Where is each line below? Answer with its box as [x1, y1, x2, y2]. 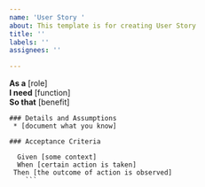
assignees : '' [9, 46, 62, 55]
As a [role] [9, 78, 48, 89]
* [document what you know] [12, 121, 117, 131]
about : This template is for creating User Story [9, 21, 197, 30]
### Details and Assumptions [9, 114, 117, 123]
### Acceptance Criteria [9, 137, 101, 146]
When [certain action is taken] [17, 160, 138, 169]
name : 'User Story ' [9, 12, 86, 22]
